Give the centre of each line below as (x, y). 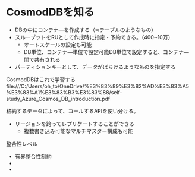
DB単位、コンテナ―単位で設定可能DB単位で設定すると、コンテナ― (106, 52)
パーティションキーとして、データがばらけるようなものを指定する (95, 67)
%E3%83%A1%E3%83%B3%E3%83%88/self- (65, 92)
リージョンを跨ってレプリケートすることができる (75, 124)
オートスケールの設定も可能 (58, 45)
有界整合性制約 (33, 156)
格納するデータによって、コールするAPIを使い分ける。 (73, 111)
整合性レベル (22, 144)
